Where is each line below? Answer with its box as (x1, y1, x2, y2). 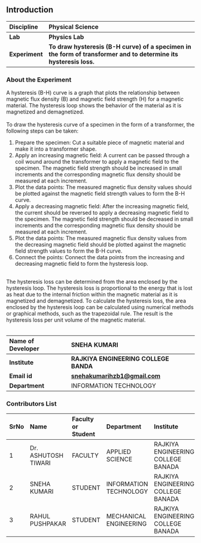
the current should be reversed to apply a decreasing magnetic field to (14, 209, 190, 217)
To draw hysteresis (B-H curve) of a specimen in (48, 42, 191, 50)
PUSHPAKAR (29, 520, 66, 528)
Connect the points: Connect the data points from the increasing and (14, 254, 185, 261)
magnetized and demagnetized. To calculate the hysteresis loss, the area (6, 297, 187, 305)
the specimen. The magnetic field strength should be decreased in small (14, 215, 193, 223)
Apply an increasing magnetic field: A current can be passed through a (14, 152, 190, 159)
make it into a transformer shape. (14, 145, 97, 152)
